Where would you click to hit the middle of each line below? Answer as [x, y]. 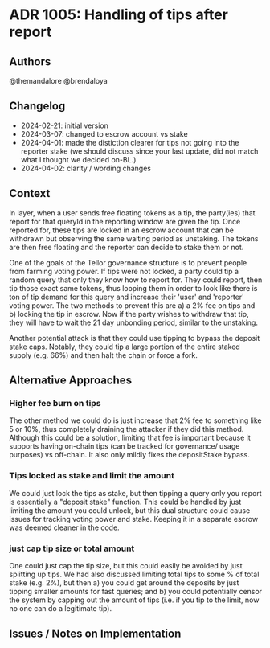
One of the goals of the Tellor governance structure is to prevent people [128, 262]
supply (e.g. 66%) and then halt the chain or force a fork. [103, 355]
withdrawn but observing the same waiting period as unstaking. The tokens [134, 238]
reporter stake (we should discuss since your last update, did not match [139, 151]
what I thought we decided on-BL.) [78, 159]
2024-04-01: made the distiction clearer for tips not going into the [130, 142]
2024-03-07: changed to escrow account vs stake [104, 133]
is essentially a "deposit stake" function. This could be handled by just [125, 502]
